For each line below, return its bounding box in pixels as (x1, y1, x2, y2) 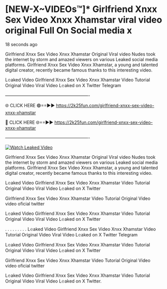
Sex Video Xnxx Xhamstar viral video (5, 14, 163, 26)
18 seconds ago (5, 41, 38, 47)
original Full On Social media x (5, 25, 132, 36)
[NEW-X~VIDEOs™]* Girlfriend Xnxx (5, 4, 158, 15)
